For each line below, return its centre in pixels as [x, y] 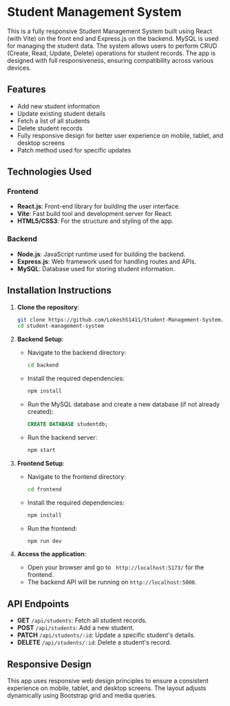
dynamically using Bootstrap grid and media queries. [82, 696]
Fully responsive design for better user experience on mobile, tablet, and [120, 135]
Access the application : [52, 554]
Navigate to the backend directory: [77, 353]
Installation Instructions [60, 291]
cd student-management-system [61, 326]
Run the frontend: [52, 528]
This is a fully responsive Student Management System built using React [109, 31]
